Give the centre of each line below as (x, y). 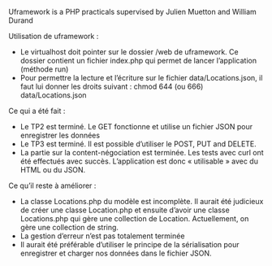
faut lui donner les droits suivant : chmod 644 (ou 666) (112, 86)
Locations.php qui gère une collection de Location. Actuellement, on (134, 218)
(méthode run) (44, 69)
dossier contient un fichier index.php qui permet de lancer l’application (138, 61)
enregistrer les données (60, 135)
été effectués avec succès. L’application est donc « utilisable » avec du (139, 161)
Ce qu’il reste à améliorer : (52, 185)
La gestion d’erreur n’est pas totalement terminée (102, 236)
